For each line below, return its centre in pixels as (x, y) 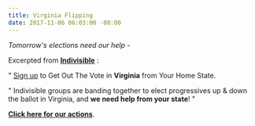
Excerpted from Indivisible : (54, 60)
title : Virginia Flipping (50, 15)
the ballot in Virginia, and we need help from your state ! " (102, 99)
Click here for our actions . (52, 113)
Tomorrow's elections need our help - (69, 45)
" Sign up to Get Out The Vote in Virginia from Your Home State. (112, 75)
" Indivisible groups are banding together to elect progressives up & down (128, 90)
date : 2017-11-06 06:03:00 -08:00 (65, 23)
